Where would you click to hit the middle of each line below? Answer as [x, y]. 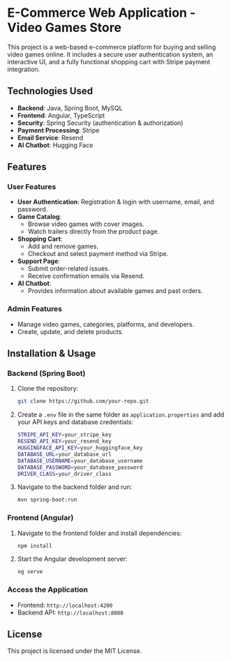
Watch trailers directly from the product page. [93, 232]
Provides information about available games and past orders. [115, 291]
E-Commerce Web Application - [102, 13]
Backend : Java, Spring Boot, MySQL [70, 108]
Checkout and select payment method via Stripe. [98, 254]
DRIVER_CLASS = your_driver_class [64, 474]
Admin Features [35, 309]
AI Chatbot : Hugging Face [55, 145]
